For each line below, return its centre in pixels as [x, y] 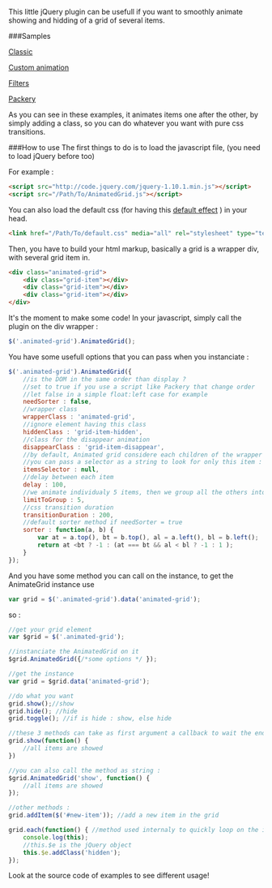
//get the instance [41, 674]
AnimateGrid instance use [51, 584]
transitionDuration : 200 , [68, 515]
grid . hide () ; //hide [43, 711]
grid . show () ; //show [41, 704]
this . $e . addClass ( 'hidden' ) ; [72, 852]
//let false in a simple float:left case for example [115, 394]
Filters [19, 83]
